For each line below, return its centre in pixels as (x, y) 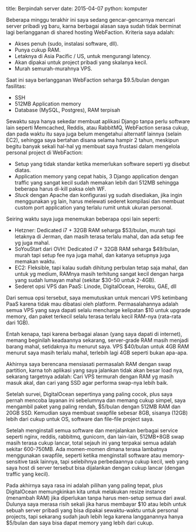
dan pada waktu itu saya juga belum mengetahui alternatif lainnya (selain (94, 134)
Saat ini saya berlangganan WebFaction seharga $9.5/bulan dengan (88, 80)
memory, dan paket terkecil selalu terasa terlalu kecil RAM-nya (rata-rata (94, 316)
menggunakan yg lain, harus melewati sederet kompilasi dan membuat (99, 201)
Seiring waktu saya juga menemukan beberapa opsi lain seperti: (83, 219)
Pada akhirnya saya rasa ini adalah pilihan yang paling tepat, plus (85, 485)
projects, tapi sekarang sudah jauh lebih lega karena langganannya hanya (94, 516)
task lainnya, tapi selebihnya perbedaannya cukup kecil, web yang (109, 462)
